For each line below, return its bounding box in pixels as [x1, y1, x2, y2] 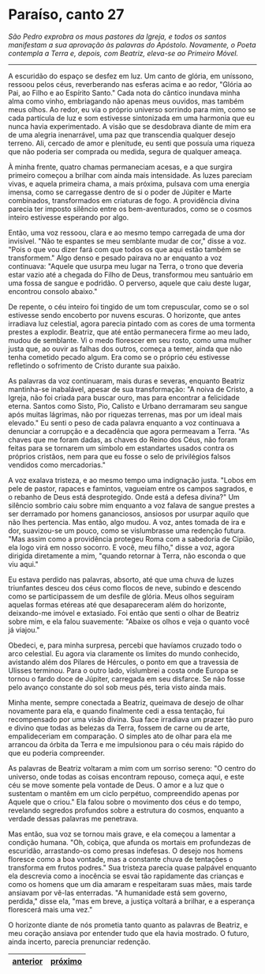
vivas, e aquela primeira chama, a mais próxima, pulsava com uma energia [8, 179, 250, 188]
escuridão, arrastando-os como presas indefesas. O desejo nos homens [8, 846, 243, 855]
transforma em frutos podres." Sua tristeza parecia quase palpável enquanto [8, 863, 257, 872]
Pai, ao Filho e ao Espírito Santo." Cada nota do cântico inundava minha [8, 88, 241, 97]
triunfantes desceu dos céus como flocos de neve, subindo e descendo [8, 583, 242, 592]
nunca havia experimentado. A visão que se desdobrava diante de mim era [8, 121, 252, 131]
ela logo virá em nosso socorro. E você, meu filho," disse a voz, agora [8, 542, 235, 552]
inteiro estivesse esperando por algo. [8, 212, 129, 222]
